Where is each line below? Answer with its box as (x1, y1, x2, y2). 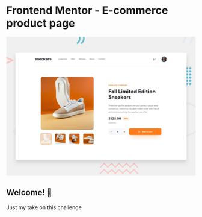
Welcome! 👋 (6, 187, 52, 198)
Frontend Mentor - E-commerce (6, 4, 168, 17)
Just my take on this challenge (6, 203, 82, 211)
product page (6, 16, 75, 30)
